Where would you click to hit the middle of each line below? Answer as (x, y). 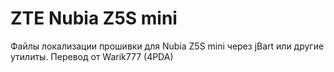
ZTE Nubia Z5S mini (94, 18)
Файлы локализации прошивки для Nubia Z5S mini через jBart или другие (167, 46)
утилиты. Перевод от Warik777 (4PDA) (92, 56)
